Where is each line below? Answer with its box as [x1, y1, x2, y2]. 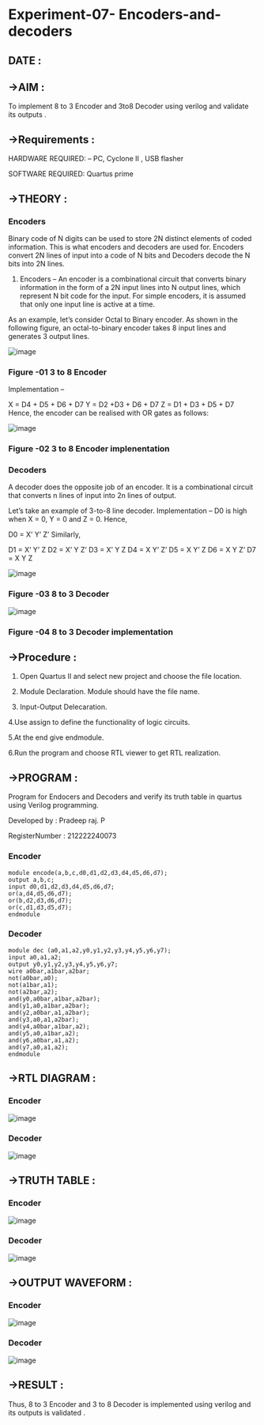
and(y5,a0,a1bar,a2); [8, 1029, 80, 1037]
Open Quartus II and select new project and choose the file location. [19, 672, 243, 681]
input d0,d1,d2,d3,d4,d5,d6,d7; [8, 883, 115, 891]
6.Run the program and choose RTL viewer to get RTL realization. [8, 748, 221, 758]
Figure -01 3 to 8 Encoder [8, 366, 107, 377]
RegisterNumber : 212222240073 [8, 831, 117, 841]
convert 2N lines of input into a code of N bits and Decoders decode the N [8, 251, 251, 260]
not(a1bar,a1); [8, 981, 58, 989]
